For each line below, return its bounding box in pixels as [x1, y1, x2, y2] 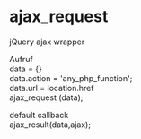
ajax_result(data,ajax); [9, 119, 92, 130]
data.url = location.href [9, 82, 94, 93]
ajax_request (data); [9, 92, 84, 103]
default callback [9, 109, 69, 120]
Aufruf [9, 53, 33, 64]
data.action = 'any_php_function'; [9, 72, 133, 83]
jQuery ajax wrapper [9, 36, 85, 47]
